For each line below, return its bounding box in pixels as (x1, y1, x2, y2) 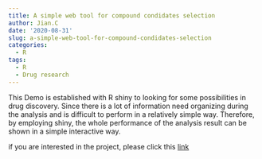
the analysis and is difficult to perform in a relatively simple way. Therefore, (8, 109, 255, 119)
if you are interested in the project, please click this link (8, 142, 190, 151)
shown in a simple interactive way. (8, 126, 121, 136)
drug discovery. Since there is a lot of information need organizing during (8, 101, 248, 111)
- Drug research (15, 71, 69, 79)
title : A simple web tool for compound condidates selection (8, 11, 216, 20)
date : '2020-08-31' (8, 26, 73, 34)
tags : (8, 56, 26, 64)
